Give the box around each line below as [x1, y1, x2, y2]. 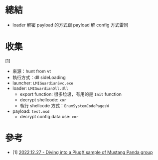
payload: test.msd [12, 108, 50, 114]
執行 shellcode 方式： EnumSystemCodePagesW [19, 102, 109, 108]
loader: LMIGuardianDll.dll [12, 85, 69, 91]
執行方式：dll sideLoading [12, 74, 66, 80]
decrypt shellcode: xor [19, 96, 66, 102]
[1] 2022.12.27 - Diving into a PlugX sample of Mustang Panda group [12, 149, 153, 155]
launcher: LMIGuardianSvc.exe [12, 80, 74, 86]
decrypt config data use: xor [19, 113, 79, 119]
